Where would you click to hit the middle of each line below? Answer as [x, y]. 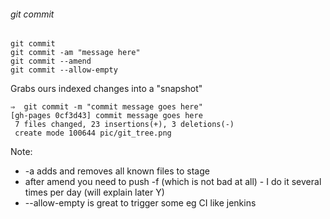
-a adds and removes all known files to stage [117, 171]
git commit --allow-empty [64, 70]
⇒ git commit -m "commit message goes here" [106, 107]
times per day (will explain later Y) [94, 192]
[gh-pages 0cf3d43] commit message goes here [106, 116]
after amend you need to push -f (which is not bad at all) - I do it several [173, 182]
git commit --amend [51, 61]
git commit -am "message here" [75, 53]
